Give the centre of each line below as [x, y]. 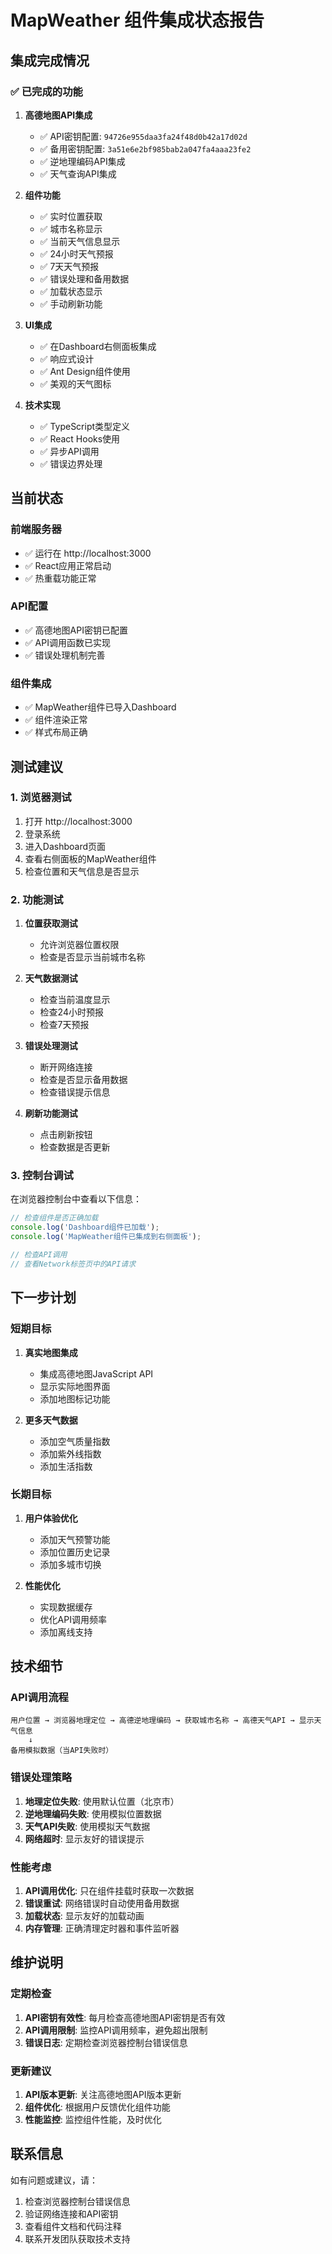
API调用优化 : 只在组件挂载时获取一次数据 [109, 1891]
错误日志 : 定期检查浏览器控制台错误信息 [106, 2042]
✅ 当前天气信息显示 [80, 241]
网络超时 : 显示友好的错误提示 [84, 1838]
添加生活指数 [66, 1466]
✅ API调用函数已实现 [67, 642]
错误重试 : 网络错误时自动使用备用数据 [102, 1903]
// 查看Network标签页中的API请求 [73, 1264]
